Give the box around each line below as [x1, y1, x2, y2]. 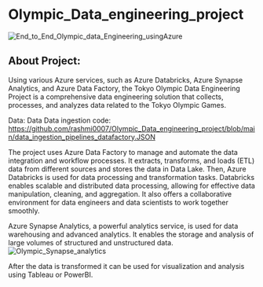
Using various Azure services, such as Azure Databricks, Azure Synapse [8, 75, 243, 84]
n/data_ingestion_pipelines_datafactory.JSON [8, 132, 155, 142]
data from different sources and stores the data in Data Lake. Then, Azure [8, 164, 247, 174]
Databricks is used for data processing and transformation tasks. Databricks [8, 172, 255, 182]
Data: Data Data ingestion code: [8, 116, 111, 125]
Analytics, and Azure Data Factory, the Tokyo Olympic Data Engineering [8, 83, 241, 93]
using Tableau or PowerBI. [8, 270, 93, 279]
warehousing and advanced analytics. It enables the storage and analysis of [8, 230, 254, 239]
